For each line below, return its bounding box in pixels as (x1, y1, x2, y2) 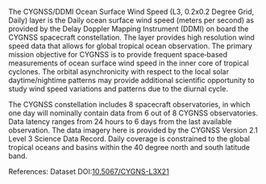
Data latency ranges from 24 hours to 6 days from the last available (8, 117, 232, 126)
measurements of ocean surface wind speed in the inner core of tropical (8, 58, 249, 68)
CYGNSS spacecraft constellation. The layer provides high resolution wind (8, 32, 256, 42)
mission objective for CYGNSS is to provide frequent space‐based (8, 50, 228, 59)
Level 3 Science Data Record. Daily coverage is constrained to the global (8, 134, 250, 144)
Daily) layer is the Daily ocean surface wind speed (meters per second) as (8, 15, 255, 25)
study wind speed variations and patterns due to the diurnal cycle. (8, 84, 228, 94)
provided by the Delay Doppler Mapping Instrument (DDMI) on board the (8, 24, 249, 33)
